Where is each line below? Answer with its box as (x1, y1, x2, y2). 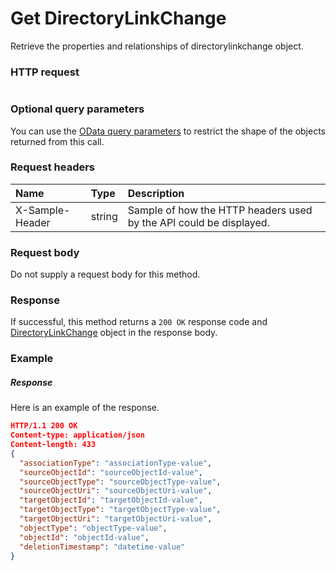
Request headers (10, 160, 96, 174)
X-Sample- (15, 203, 71, 217)
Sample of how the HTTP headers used (127, 203, 313, 217)
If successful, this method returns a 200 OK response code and (10, 316, 268, 328)
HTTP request (10, 65, 80, 79)
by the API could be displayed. (127, 215, 270, 229)
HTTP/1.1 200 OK (10, 421, 78, 431)
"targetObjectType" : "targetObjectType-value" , (19, 505, 222, 515)
